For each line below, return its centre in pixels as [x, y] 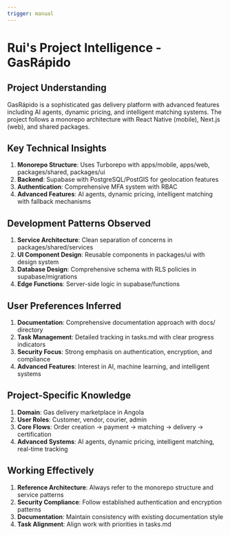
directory [30, 330]
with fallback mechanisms [54, 202]
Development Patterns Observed [79, 223]
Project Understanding [57, 88]
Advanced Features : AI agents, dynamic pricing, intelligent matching [115, 194]
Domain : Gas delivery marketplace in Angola [81, 412]
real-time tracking [42, 449]
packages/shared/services [55, 247]
